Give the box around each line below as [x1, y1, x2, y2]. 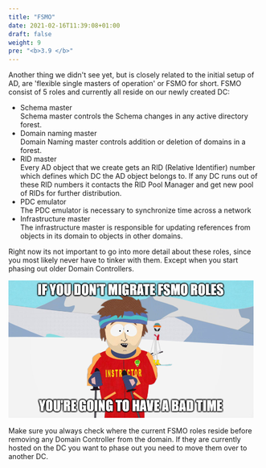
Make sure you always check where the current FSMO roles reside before [8, 426, 252, 436]
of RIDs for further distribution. [19, 188, 122, 198]
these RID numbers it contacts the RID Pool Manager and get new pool [19, 180, 254, 189]
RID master [19, 154, 57, 164]
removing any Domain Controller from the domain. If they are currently [8, 435, 241, 445]
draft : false [8, 30, 52, 38]
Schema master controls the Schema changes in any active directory [19, 111, 249, 121]
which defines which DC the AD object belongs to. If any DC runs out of [19, 172, 258, 181]
